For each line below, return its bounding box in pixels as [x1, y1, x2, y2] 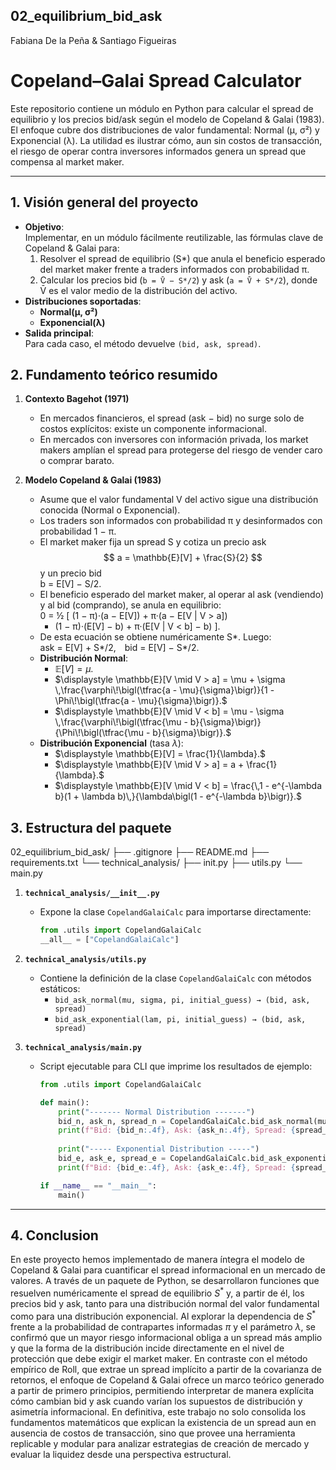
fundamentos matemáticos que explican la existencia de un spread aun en [10, 1416, 317, 1428]
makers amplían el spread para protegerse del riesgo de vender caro [39, 444, 323, 456]
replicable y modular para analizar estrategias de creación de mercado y [10, 1437, 310, 1449]
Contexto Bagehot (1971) [24, 393, 130, 405]
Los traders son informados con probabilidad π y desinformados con [39, 515, 323, 527]
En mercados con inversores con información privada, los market [39, 434, 309, 446]
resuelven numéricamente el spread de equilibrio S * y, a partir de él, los [10, 1285, 305, 1299]
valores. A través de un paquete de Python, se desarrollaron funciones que [10, 1275, 320, 1287]
